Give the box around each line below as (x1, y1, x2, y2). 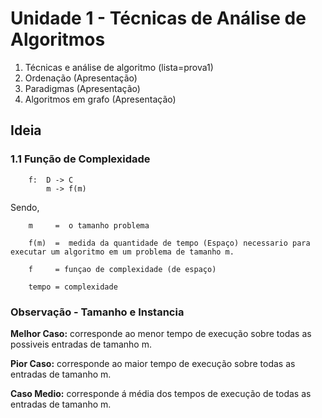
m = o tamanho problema (28, 220, 150, 231)
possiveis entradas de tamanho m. (10, 338, 153, 350)
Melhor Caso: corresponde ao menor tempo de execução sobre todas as (10, 327, 312, 339)
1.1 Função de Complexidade (10, 152, 151, 166)
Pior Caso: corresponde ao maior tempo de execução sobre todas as (10, 357, 296, 369)
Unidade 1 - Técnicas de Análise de (10, 7, 307, 30)
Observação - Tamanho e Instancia (10, 305, 185, 319)
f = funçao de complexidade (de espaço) (28, 264, 217, 274)
